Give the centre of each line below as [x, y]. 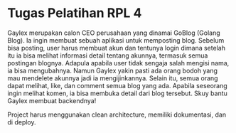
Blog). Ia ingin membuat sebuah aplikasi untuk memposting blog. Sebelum [116, 40]
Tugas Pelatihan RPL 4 [75, 13]
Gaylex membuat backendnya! [52, 100]
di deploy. [22, 122]
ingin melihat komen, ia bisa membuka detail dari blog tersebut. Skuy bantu [117, 93]
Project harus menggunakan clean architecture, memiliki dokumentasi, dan [117, 115]
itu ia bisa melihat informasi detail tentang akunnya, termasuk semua [108, 55]
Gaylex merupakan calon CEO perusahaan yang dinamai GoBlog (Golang [114, 33]
